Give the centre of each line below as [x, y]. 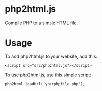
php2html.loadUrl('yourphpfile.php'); [45, 84]
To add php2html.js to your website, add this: [51, 56]
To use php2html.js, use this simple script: [48, 75]
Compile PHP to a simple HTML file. [42, 23]
